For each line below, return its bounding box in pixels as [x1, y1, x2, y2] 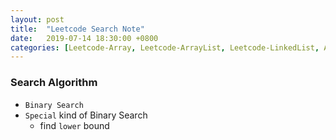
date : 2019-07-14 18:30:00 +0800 [10, 33, 159, 43]
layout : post [10, 14, 65, 25]
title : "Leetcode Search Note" [10, 24, 145, 34]
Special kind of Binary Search [24, 109, 148, 121]
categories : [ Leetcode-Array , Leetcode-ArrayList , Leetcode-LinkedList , [10, 42, 320, 53]
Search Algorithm [10, 76, 98, 90]
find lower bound [39, 119, 110, 131]
